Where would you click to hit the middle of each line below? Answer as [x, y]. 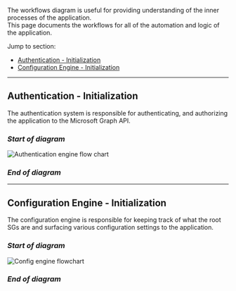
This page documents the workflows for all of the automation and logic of [113, 25]
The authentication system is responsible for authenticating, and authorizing [118, 113]
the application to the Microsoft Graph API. [69, 120]
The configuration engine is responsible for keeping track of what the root [114, 220]
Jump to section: [32, 46]
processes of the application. [50, 18]
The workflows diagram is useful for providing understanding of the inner [113, 10]
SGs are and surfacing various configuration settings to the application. [111, 228]
